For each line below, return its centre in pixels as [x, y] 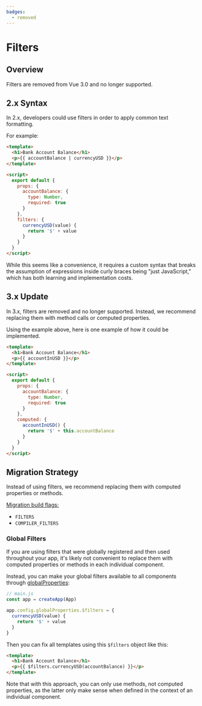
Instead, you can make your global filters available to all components [91, 576]
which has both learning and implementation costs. [70, 277]
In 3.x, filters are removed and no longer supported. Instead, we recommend [101, 311]
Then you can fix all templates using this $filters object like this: [87, 644]
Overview [25, 70]
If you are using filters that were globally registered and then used [88, 552]
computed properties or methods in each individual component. [85, 565]
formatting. [20, 124]
